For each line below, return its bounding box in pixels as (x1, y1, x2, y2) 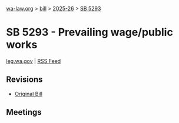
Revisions (6, 75, 43, 85)
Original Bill (14, 90, 43, 97)
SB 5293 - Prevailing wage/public (6, 26, 174, 39)
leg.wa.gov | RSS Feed (6, 57, 61, 64)
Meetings (6, 107, 42, 117)
